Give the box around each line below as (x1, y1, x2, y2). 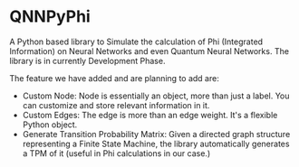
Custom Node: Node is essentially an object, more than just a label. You (22, 90, 290, 101)
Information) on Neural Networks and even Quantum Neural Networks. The (9, 45, 290, 56)
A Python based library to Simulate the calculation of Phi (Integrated (9, 36, 264, 47)
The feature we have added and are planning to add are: (9, 72, 219, 83)
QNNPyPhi (9, 6, 91, 27)
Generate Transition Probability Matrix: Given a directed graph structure (22, 128, 291, 139)
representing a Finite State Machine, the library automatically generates (22, 138, 290, 149)
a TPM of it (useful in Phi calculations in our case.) (22, 147, 211, 159)
